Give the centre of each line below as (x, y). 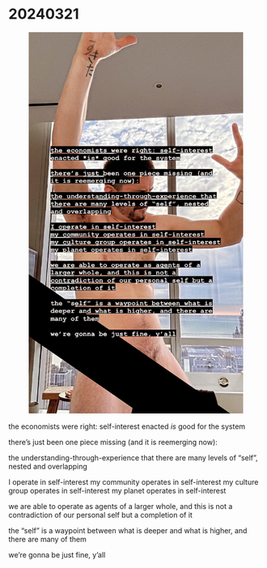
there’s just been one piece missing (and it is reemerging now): (113, 442)
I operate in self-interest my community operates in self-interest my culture (133, 481)
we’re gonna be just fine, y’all (57, 554)
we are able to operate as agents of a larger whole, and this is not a (121, 506)
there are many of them (47, 539)
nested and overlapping (48, 466)
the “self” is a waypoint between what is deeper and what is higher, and (128, 530)
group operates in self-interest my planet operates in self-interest (117, 490)
